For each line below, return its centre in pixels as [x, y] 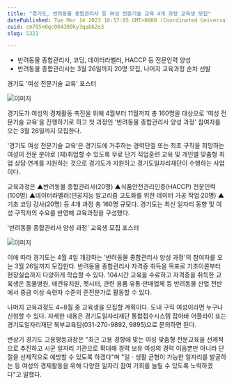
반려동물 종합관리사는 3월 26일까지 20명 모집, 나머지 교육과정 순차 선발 [114, 69]
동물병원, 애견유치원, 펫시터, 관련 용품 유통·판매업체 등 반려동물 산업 [117, 284]
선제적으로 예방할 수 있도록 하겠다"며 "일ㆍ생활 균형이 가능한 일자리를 [114, 357]
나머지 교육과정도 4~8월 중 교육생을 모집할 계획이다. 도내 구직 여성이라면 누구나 [115, 307]
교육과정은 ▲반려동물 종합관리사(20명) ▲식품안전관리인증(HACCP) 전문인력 [111, 187]
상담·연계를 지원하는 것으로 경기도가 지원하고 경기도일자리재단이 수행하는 [113, 163]
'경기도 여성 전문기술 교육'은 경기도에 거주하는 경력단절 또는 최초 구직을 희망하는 [116, 146]
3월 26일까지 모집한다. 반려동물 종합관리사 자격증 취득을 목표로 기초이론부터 [118, 266]
